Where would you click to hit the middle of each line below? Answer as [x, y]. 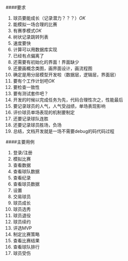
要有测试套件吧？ [31, 94]
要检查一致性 [26, 87]
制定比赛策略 [26, 234]
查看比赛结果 [26, 241]
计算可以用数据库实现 [35, 50]
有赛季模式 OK [27, 31]
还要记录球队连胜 [31, 119]
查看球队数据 [26, 171]
